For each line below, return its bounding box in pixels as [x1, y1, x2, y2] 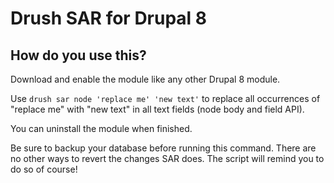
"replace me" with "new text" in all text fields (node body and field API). [10, 103, 305, 115]
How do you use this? [10, 47, 147, 64]
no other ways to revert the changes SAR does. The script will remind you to [10, 153, 325, 164]
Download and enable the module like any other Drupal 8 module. [10, 73, 281, 85]
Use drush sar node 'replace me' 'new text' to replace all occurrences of [10, 93, 321, 104]
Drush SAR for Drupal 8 [10, 7, 208, 30]
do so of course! [10, 163, 78, 175]
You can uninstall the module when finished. [10, 123, 193, 134]
